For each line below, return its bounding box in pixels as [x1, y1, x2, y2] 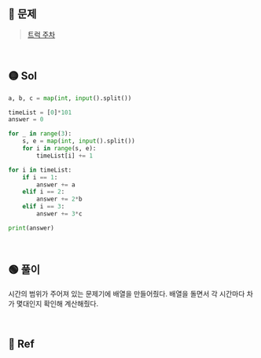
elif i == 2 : [22, 188, 65, 196]
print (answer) [8, 223, 55, 232]
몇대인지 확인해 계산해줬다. [16, 298, 99, 308]
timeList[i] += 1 [36, 152, 93, 160]
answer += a [36, 180, 76, 189]
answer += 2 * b [36, 195, 83, 203]
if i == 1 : [22, 173, 58, 181]
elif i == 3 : [22, 203, 65, 211]
